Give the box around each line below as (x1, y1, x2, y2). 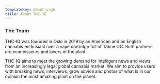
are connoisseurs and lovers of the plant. (5, 49, 87, 55)
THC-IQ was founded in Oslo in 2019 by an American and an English (5, 38, 142, 44)
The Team (5, 28, 29, 34)
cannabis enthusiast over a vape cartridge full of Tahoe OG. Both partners (5, 43, 153, 49)
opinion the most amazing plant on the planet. (5, 73, 97, 79)
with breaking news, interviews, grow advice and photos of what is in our (5, 68, 151, 74)
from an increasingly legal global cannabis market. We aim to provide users (5, 63, 156, 69)
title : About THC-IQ (5, 12, 47, 16)
